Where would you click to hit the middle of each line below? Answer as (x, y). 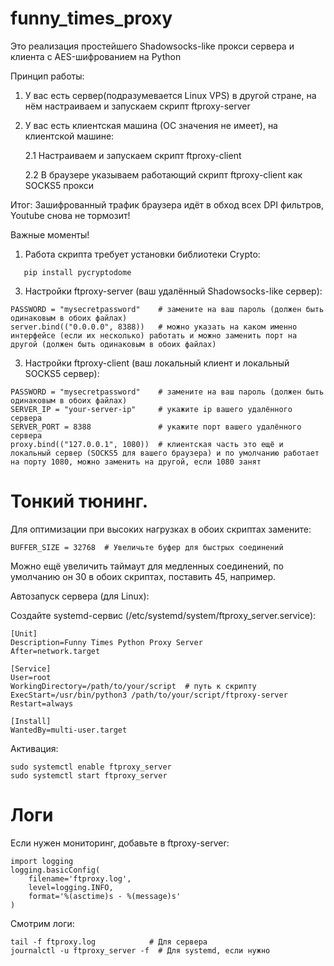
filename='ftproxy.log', (80, 878)
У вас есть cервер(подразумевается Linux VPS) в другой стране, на (170, 95)
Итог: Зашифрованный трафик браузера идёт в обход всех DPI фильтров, (167, 204)
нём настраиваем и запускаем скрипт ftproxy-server (137, 106)
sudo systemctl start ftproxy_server (89, 775)
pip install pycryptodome (77, 272)
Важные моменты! (50, 234)
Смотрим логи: (42, 923)
